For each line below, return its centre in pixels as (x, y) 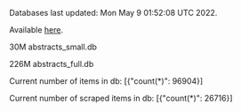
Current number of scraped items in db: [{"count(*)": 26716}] (121, 98)
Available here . (36, 30)
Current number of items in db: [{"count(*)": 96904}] (106, 81)
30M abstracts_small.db (53, 47)
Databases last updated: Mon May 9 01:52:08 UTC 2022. (113, 13)
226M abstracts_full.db (52, 64)
